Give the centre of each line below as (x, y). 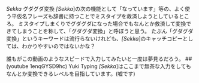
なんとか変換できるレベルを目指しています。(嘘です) (71, 74)
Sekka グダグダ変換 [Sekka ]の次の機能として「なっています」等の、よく (96, 9)
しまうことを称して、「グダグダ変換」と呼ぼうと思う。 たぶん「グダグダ (105, 31)
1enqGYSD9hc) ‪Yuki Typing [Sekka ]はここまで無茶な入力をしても (111, 66)
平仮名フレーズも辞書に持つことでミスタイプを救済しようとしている (95, 16)
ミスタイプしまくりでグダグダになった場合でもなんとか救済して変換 (102, 24)
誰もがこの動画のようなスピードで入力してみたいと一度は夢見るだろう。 (95, 59)
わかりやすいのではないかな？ (59, 46)
